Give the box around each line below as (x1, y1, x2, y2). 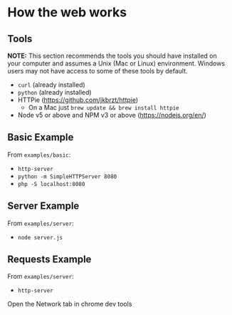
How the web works (7, 4, 127, 21)
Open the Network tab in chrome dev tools (7, 300, 132, 309)
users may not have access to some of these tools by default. (7, 67, 188, 75)
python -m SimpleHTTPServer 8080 (17, 172, 117, 180)
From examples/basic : (7, 150, 71, 159)
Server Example (7, 200, 80, 212)
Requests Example (7, 254, 92, 266)
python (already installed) (17, 88, 92, 96)
